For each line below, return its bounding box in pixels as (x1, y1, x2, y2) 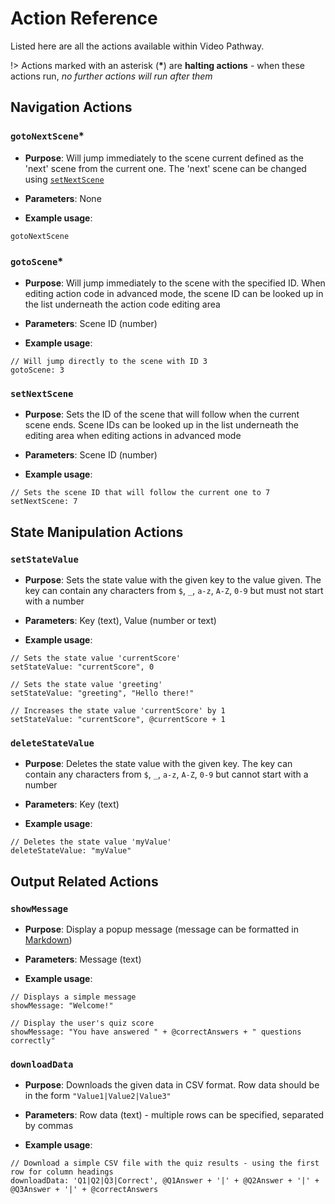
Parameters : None (24, 192, 102, 204)
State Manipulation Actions (10, 523, 184, 541)
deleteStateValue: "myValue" (10, 846, 132, 856)
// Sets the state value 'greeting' (10, 679, 163, 689)
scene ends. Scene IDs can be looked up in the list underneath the (24, 419, 299, 431)
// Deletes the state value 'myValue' (10, 837, 172, 847)
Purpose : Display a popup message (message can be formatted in (24, 923, 300, 935)
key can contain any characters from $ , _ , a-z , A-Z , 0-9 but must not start (24, 584, 324, 596)
